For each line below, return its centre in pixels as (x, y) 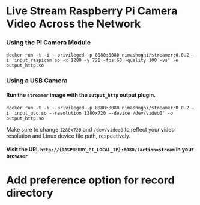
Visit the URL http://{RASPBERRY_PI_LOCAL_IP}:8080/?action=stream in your (100, 150)
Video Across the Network (74, 24)
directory (30, 193)
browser (17, 156)
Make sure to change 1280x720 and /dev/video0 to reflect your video (91, 129)
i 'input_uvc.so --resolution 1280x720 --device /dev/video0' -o (89, 113)
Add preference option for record (91, 180)
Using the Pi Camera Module (49, 43)
